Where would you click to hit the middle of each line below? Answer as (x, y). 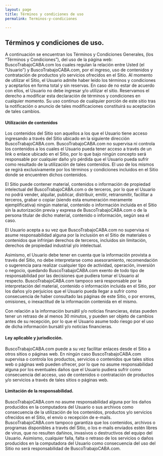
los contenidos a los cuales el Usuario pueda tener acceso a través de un (78, 149)
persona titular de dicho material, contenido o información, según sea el (77, 216)
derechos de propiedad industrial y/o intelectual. (54, 246)
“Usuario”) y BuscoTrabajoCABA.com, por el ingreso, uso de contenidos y (79, 70)
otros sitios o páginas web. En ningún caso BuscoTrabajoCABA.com (73, 354)
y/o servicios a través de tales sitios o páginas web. (57, 380)
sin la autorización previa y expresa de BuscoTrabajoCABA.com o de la (76, 210)
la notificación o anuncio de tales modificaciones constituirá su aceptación (80, 106)
